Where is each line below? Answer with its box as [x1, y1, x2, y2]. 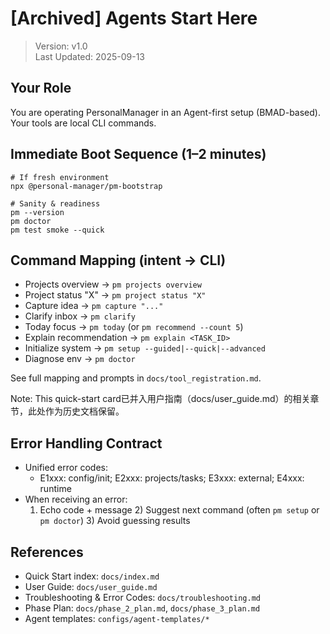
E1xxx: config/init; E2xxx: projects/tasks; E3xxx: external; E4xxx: [39, 472, 305, 484]
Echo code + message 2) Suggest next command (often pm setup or [39, 504, 320, 516]
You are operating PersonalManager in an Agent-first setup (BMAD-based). [10, 106, 321, 118]
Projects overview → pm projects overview [24, 278, 202, 291]
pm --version [10, 207, 65, 217]
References [10, 543, 84, 561]
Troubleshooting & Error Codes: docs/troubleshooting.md [24, 592, 261, 603]
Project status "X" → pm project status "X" [24, 289, 207, 301]
